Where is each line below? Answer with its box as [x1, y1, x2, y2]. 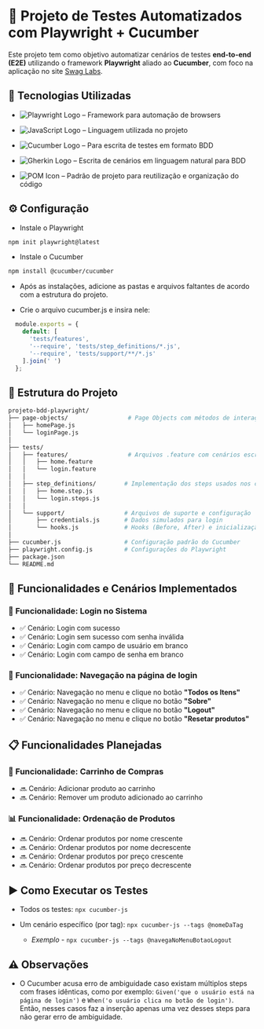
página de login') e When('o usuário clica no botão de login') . [19, 995, 234, 1005]
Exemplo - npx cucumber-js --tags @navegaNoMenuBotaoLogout [31, 935, 232, 945]
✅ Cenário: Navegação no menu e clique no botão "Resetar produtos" [19, 714, 250, 723]
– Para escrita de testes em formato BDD [82, 141, 214, 150]
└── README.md [8, 560, 55, 568]
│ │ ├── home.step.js [8, 487, 93, 495]
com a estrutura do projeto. [19, 290, 108, 299]
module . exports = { [15, 320, 79, 328]
